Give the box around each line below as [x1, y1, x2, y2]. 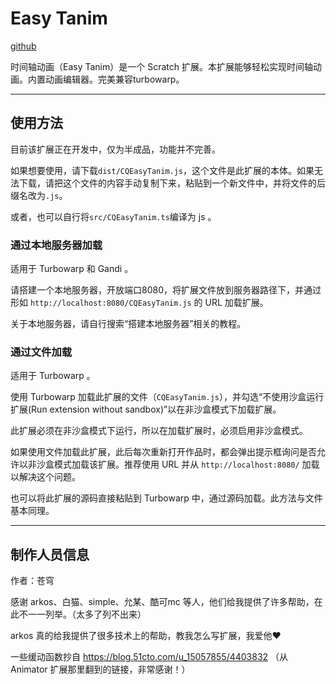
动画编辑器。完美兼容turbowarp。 [44, 73, 185, 85]
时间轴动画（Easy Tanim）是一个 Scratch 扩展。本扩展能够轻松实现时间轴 [10, 60, 313, 72]
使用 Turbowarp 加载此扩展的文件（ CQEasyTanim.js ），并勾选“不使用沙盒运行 [10, 391, 325, 403]
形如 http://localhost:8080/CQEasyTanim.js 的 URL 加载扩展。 [10, 297, 269, 309]
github [10, 40, 37, 52]
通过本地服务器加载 [10, 238, 103, 252]
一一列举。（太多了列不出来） [27, 608, 147, 621]
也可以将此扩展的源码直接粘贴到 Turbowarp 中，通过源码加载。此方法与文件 [10, 492, 323, 504]
